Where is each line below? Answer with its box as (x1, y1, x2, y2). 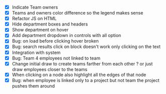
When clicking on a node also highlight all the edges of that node (12, 71, 146, 77)
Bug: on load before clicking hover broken (12, 38, 99, 44)
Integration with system (12, 49, 61, 55)
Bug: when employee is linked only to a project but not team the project (12, 77, 160, 83)
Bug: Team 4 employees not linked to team (12, 55, 101, 61)
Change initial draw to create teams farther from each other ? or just (12, 60, 153, 66)
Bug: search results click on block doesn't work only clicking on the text (12, 43, 161, 49)
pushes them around (12, 82, 55, 89)
